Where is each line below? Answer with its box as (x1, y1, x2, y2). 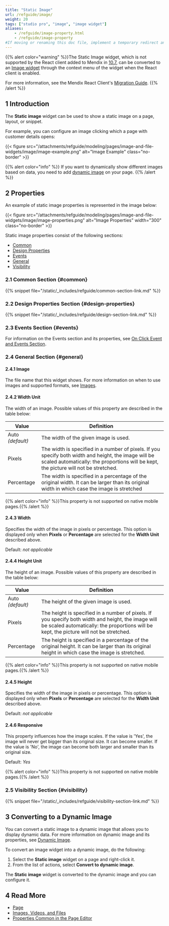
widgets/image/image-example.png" (5, 148, 81, 155)
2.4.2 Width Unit (5, 394, 41, 400)
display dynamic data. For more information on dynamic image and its (5, 831, 150, 837)
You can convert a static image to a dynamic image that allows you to (5, 826, 149, 832)
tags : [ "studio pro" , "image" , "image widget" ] (5, 21, 107, 27)
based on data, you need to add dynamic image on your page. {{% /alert (5, 169, 156, 175)
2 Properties (5, 189, 45, 197)
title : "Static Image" (5, 7, 53, 13)
